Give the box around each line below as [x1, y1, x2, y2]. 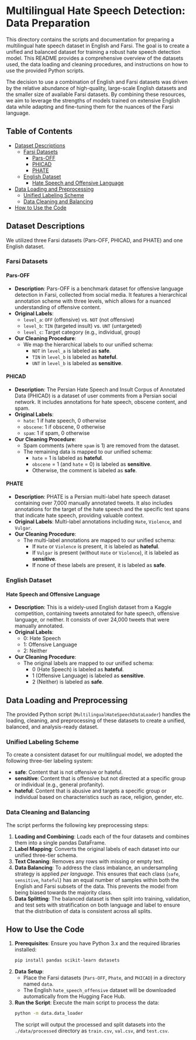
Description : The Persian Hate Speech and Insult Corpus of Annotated [14, 386, 185, 393]
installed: [14, 946, 37, 953]
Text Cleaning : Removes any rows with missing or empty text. [14, 857, 165, 864]
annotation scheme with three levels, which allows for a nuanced [14, 297, 171, 304]
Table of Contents [6, 126, 73, 136]
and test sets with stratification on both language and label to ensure [14, 901, 180, 908]
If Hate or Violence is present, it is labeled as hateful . [32, 543, 160, 550]
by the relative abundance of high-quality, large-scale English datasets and [6, 84, 187, 91]
